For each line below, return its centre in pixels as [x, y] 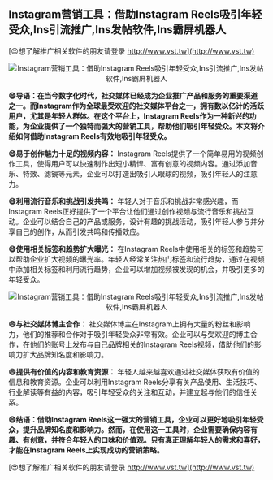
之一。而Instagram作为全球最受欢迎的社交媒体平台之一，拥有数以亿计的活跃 [136, 106]
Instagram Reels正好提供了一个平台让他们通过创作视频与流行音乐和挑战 [128, 211]
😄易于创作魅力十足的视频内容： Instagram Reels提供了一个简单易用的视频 [133, 154]
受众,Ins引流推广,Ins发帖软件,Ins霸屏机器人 [117, 30]
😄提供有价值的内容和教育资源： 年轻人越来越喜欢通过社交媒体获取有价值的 [134, 371]
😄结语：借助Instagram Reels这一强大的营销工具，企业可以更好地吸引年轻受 [136, 419]
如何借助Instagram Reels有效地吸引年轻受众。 [93, 136]
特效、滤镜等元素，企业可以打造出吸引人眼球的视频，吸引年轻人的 [133, 174]
